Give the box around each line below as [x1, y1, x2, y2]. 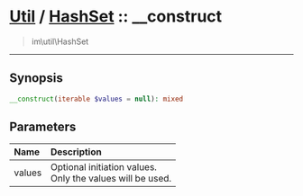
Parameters [9, 120, 77, 135]
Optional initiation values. [50, 161, 158, 174]
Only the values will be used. [50, 173, 172, 185]
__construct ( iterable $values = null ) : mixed [9, 94, 183, 103]
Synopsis [9, 70, 63, 86]
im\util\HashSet [31, 36, 89, 47]
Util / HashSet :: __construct [9, 6, 223, 27]
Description [50, 146, 102, 158]
